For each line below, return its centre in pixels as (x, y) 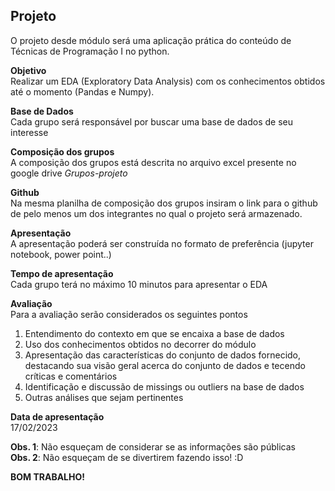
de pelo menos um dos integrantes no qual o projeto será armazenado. (156, 213)
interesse (29, 132)
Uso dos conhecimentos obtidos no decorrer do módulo (140, 344)
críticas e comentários (71, 376)
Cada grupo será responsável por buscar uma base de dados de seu (151, 121)
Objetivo (28, 70)
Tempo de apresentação (62, 273)
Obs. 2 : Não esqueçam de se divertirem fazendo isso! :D (127, 457)
